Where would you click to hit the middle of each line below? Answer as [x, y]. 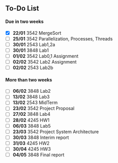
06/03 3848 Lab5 [32, 126]
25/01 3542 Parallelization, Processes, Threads [63, 38]
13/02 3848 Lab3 [31, 97]
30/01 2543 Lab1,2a [34, 44]
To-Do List [22, 8]
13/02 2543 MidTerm [35, 103]
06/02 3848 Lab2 [32, 91]
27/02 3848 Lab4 [31, 114]
